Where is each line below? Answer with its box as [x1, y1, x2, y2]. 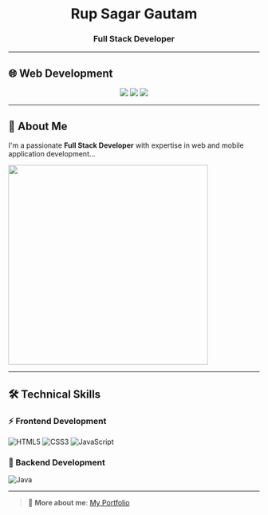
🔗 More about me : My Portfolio [27, 498, 130, 508]
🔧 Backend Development [8, 457, 105, 468]
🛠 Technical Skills [8, 387, 101, 401]
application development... [8, 149, 96, 159]
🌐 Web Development [8, 66, 113, 80]
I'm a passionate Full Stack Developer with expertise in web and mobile [8, 141, 245, 150]
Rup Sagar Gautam [70, 5, 198, 23]
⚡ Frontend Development [8, 416, 107, 427]
